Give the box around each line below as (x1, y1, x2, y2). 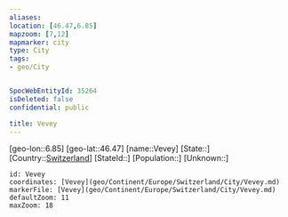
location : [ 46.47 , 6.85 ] (9, 21, 98, 30)
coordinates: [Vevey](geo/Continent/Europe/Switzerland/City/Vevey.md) (9, 178, 280, 187)
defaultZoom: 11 (9, 193, 69, 203)
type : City (9, 46, 50, 55)
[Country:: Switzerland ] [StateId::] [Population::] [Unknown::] (9, 153, 229, 164)
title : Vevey (9, 119, 58, 128)
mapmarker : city (9, 37, 69, 47)
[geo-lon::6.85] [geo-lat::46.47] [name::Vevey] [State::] (9, 143, 211, 154)
